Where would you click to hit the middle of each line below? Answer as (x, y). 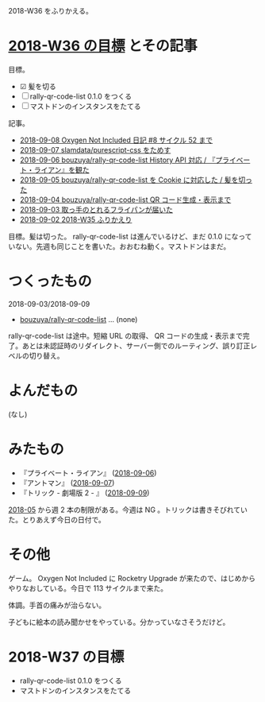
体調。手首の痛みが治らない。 (57, 605)
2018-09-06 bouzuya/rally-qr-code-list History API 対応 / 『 (117, 160)
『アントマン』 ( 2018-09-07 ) (67, 483)
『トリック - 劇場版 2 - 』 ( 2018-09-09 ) (84, 493)
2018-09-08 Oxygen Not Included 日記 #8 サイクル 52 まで (116, 140)
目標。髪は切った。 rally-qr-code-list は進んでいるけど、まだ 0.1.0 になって (130, 236)
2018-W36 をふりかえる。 (51, 11)
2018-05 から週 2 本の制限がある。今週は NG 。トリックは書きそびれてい (128, 510)
